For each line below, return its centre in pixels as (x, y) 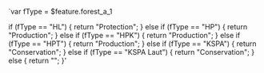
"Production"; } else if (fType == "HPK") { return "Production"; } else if (124, 35)
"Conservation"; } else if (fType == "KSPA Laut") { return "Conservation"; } (131, 52)
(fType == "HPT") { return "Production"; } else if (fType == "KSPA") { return (133, 44)
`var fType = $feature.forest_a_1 (60, 12)
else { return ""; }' (38, 60)
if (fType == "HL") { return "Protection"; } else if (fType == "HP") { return (128, 27)
